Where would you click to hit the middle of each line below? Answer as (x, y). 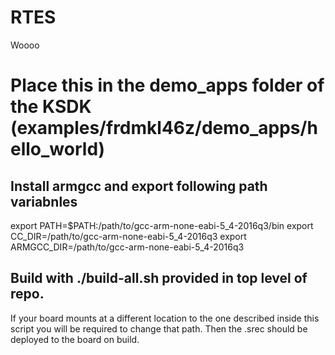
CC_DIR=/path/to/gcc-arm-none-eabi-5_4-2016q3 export (128, 236)
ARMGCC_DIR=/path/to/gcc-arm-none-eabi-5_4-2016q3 (127, 247)
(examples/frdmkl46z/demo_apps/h (164, 128)
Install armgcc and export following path (139, 186)
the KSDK (51, 107)
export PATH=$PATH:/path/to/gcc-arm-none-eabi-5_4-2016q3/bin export (162, 225)
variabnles (44, 201)
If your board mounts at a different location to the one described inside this (165, 318)
